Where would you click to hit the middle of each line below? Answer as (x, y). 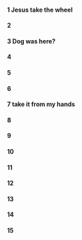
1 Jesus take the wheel (40, 10)
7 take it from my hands (41, 104)
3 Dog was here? (31, 41)
